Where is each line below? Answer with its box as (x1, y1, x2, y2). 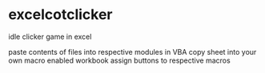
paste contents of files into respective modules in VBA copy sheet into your (8, 47, 257, 56)
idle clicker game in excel (8, 32, 92, 41)
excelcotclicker (8, 6, 113, 24)
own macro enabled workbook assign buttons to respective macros (8, 56, 231, 65)
